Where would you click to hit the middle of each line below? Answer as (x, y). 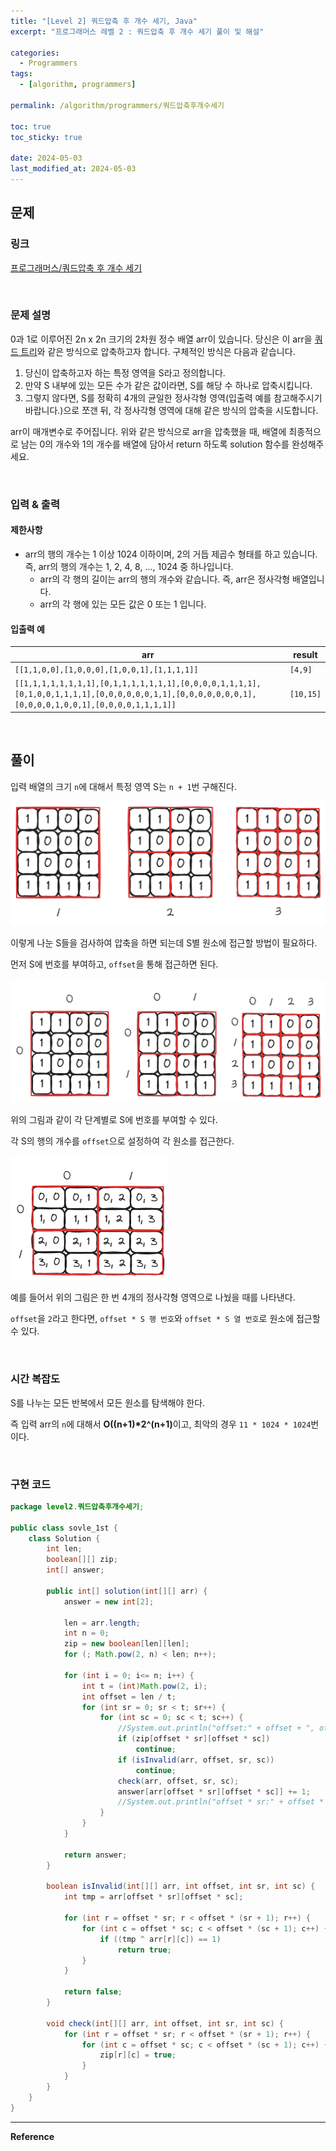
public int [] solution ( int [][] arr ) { (127, 1591)
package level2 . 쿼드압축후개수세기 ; (77, 1506)
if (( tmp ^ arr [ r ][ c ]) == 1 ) (160, 1939)
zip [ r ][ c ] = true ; (138, 2055)
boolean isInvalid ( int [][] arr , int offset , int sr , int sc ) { (181, 1886)
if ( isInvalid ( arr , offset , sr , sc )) (196, 1760)
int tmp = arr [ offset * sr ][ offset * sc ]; (153, 1897)
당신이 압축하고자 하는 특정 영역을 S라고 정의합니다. (125, 372)
